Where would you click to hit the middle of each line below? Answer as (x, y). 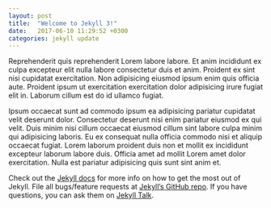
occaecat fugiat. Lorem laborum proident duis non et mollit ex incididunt (129, 145)
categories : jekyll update (54, 38)
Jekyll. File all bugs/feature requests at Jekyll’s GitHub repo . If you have (128, 187)
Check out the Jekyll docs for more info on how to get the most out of (125, 178)
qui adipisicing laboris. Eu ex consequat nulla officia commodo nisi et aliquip (135, 137)
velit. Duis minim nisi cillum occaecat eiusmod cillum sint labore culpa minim (135, 128)
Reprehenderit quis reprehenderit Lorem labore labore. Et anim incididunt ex (135, 61)
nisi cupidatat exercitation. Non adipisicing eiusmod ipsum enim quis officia (134, 78)
